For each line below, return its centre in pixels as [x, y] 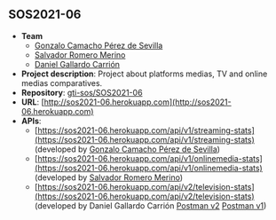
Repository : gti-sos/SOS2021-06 [82, 92]
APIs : [31, 121]
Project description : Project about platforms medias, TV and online [144, 74]
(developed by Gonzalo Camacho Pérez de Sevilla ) [127, 149]
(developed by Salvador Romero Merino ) [109, 177]
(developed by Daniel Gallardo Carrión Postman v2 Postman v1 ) [150, 205]
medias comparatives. [62, 82]
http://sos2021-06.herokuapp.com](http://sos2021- [138, 102]
